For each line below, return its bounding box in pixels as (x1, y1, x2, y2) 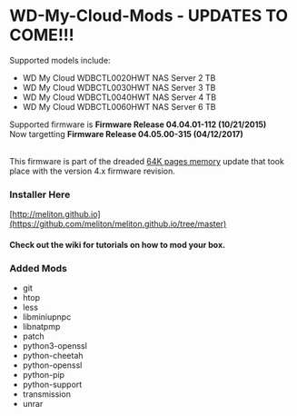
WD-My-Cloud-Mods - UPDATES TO (9, 5, 289, 26)
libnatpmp (22, 322, 61, 332)
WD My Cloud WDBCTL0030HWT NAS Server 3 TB (22, 82, 216, 93)
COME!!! (9, 25, 74, 45)
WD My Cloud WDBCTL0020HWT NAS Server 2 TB (22, 72, 216, 83)
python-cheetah (22, 351, 84, 362)
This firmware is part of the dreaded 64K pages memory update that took (9, 155, 284, 166)
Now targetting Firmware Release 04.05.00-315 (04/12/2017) (9, 128, 243, 139)
